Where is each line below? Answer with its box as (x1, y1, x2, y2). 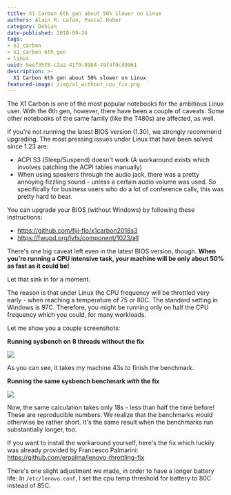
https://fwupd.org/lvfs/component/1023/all (17, 234, 139, 242)
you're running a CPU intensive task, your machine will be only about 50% (7, 255, 224, 263)
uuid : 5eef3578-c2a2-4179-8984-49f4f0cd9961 (7, 61, 137, 68)
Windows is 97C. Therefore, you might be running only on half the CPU (7, 303, 209, 311)
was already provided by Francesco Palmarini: (7, 446, 139, 454)
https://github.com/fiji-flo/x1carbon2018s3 (17, 226, 138, 235)
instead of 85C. (7, 481, 51, 490)
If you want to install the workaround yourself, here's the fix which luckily (7, 439, 215, 447)
